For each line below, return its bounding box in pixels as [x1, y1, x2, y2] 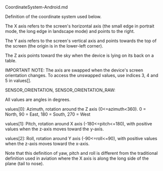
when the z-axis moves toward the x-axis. [5, 141, 90, 147]
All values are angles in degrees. [5, 97, 71, 102]
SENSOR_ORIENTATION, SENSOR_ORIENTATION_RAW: [5, 87, 116, 93]
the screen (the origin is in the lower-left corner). [5, 43, 104, 49]
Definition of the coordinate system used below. [5, 14, 102, 19]
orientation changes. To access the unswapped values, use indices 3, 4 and [5, 73, 158, 78]
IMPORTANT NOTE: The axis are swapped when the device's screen [5, 67, 143, 73]
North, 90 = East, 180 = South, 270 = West [5, 111, 91, 117]
